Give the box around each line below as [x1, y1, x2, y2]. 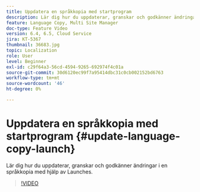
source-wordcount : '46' [6, 81, 65, 87]
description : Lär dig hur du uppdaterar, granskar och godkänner [6, 14, 171, 20]
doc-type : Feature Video [6, 25, 68, 32]
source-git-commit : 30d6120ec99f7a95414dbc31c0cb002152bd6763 [6, 70, 164, 75]
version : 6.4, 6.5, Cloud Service [6, 31, 92, 37]
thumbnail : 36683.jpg [6, 42, 60, 48]
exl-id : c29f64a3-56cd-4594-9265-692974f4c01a [6, 64, 124, 70]
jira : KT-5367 [6, 36, 42, 42]
